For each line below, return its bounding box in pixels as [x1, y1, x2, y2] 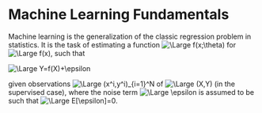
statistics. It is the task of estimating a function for [8, 40, 236, 49]
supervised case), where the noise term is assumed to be [8, 87, 255, 96]
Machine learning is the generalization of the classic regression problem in [8, 32, 252, 41]
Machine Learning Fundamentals [8, 6, 230, 24]
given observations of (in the [8, 79, 236, 89]
